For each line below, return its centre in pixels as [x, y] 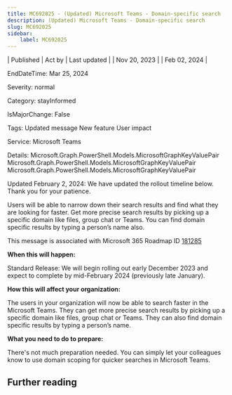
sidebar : [20, 33]
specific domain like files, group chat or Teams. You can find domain [106, 220]
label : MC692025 [44, 40]
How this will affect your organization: [64, 290]
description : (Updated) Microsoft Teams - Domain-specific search [106, 20]
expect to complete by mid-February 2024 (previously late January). [106, 276]
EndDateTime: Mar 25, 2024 [48, 74]
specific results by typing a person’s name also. [76, 227]
